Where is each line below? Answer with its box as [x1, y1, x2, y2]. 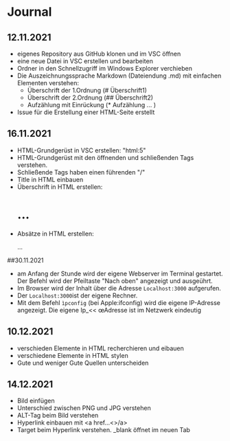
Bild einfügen [16, 396, 55, 405]
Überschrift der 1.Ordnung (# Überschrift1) [27, 87, 148, 94]
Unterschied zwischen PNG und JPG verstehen [16, 404, 151, 412]
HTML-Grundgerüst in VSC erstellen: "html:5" [16, 146, 146, 155]
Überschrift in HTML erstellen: [16, 183, 103, 191]
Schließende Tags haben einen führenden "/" [16, 168, 146, 176]
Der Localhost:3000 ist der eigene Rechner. [16, 291, 138, 299]
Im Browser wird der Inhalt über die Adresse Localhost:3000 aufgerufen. [16, 284, 222, 292]
